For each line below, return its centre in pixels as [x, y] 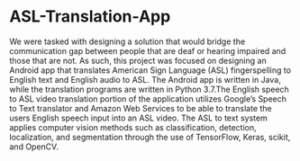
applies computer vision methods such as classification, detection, [133, 127]
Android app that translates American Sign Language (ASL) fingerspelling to [150, 70]
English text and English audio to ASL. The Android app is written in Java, [145, 79]
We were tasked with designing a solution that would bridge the [127, 41]
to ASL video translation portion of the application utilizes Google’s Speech [148, 98]
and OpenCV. [34, 147]
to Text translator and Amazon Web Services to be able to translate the [141, 108]
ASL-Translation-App [90, 17]
